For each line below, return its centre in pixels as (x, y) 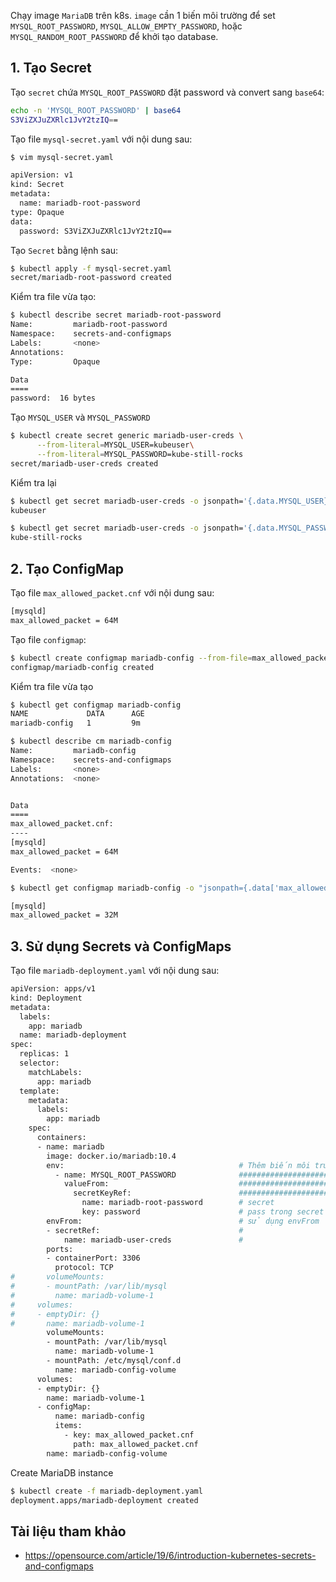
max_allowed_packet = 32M (64, 915)
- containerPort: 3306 (93, 1258)
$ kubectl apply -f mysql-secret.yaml (91, 268)
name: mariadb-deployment (73, 1035)
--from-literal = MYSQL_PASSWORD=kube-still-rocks (140, 454)
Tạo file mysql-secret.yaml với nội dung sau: (101, 139)
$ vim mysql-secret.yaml (62, 157)
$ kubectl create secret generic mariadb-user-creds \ (127, 436)
